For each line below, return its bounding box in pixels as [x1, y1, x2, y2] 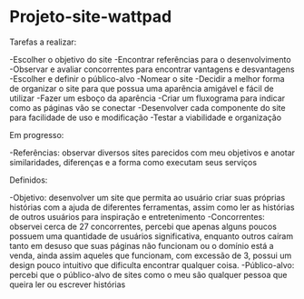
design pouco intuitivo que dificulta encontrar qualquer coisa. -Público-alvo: [9, 259, 295, 270]
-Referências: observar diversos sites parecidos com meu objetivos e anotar [9, 147, 296, 158]
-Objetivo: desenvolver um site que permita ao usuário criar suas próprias [9, 192, 286, 203]
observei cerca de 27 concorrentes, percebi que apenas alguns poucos [9, 221, 277, 232]
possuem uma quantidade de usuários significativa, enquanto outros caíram [9, 230, 293, 242]
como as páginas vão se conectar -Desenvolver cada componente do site [9, 102, 286, 113]
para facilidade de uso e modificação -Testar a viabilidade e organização [9, 112, 282, 123]
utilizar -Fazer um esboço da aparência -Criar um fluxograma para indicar [9, 93, 286, 104]
